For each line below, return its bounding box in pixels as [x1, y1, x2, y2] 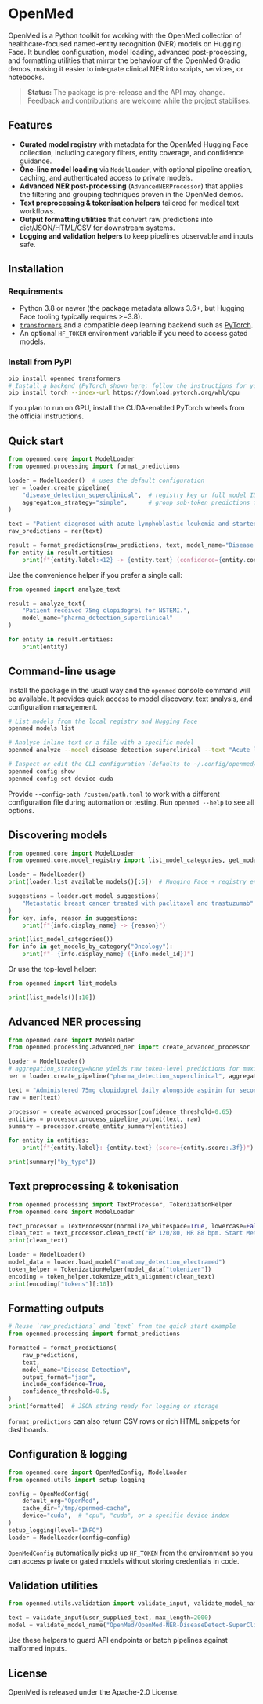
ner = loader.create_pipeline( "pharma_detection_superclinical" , [8, 1072, 225, 1080]
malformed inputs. [8, 1644, 67, 1653]
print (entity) [22, 643, 68, 651]
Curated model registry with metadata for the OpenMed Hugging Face [19, 139, 249, 149]
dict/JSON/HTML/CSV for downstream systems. [19, 223, 175, 232]
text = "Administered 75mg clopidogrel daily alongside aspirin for [8, 1086, 236, 1094]
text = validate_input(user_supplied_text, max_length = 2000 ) [8, 1614, 212, 1622]
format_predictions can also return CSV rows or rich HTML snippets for [8, 1416, 240, 1425]
